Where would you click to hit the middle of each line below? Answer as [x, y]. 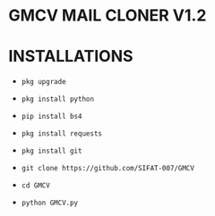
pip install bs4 [52, 117]
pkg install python [58, 99]
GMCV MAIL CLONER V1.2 [107, 16]
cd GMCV [35, 186]
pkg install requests [61, 134]
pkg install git [52, 151]
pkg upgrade [43, 82]
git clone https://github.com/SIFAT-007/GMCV [107, 169]
